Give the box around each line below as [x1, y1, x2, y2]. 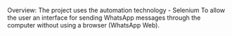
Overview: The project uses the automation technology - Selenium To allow [7, 6, 226, 14]
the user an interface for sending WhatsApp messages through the [7, 13, 201, 22]
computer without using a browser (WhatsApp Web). [7, 21, 160, 29]
